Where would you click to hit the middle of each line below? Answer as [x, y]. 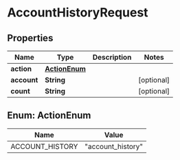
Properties [30, 38]
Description [112, 57]
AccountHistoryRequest [78, 13]
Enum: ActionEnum [49, 116]
